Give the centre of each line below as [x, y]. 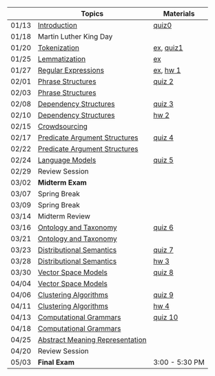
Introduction [58, 25]
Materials [179, 13]
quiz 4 [163, 138]
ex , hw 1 [167, 70]
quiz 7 [163, 250]
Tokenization [58, 48]
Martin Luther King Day [75, 36]
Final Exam [56, 362]
